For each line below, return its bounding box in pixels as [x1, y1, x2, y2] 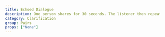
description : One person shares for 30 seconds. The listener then [5, 12, 146, 16]
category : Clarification [5, 16, 56, 21]
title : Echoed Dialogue [5, 7, 54, 12]
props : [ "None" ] [5, 25, 38, 30]
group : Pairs [5, 20, 32, 25]
